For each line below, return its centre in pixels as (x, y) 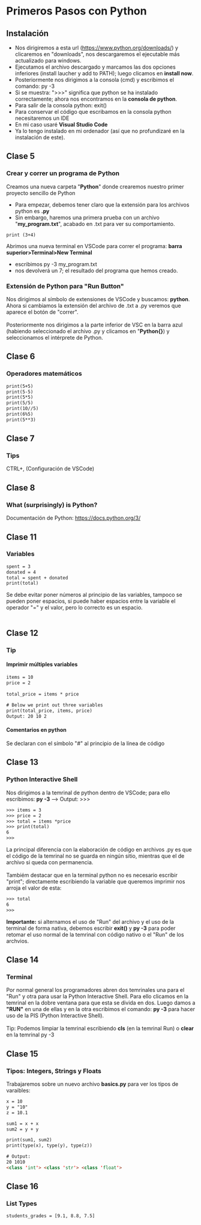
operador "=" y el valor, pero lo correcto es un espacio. (74, 608)
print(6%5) (20, 414)
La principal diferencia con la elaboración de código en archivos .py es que (99, 850)
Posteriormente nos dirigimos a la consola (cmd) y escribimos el (94, 80)
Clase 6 (21, 357)
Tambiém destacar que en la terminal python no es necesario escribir (92, 875)
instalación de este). (40, 137)
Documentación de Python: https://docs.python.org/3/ (73, 518)
